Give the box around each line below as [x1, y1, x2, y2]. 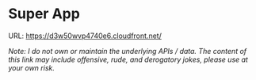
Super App [8, 5, 81, 23]
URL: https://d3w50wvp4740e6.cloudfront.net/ [8, 31, 162, 40]
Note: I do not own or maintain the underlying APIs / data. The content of [8, 46, 247, 55]
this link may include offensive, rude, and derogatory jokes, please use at [8, 55, 248, 64]
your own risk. [8, 63, 55, 72]
